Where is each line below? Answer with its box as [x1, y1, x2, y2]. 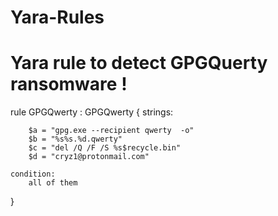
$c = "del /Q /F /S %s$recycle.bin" [28, 143, 182, 153]
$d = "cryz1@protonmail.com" [28, 152, 150, 162]
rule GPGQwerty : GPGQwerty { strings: [10, 106, 174, 118]
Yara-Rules [10, 6, 105, 29]
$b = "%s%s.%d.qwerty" [28, 134, 123, 145]
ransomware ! [10, 73, 128, 96]
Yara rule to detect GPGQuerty [10, 52, 268, 75]
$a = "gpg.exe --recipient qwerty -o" [28, 126, 195, 136]
